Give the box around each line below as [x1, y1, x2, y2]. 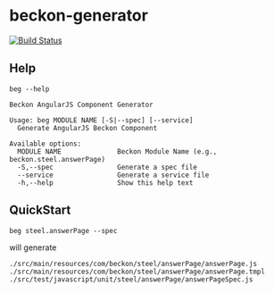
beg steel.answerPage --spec [9, 226, 118, 235]
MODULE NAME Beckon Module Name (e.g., [17, 146, 218, 156]
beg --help [9, 84, 50, 94]
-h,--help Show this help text [17, 178, 194, 188]
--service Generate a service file [17, 171, 210, 180]
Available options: [9, 139, 82, 148]
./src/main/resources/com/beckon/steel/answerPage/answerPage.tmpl [9, 267, 266, 276]
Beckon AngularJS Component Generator [9, 100, 154, 109]
